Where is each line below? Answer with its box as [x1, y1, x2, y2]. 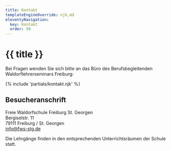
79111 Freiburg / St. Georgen [5, 120, 65, 126]
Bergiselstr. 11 [5, 115, 34, 121]
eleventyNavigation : [5, 17, 50, 22]
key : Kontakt [10, 21, 38, 27]
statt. [5, 141, 16, 147]
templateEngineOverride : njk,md [5, 12, 74, 17]
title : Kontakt [5, 7, 38, 13]
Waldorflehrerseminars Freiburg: [5, 71, 74, 77]
